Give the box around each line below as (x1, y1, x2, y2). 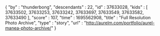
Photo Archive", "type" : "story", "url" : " (5, 20, 86, 26)
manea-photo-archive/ (5, 25, 51, 31)
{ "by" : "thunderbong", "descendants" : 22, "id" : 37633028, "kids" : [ (5, 4, 148, 10)
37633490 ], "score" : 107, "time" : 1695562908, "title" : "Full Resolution (5, 15, 151, 20)
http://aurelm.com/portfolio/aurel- (85, 20, 155, 26)
